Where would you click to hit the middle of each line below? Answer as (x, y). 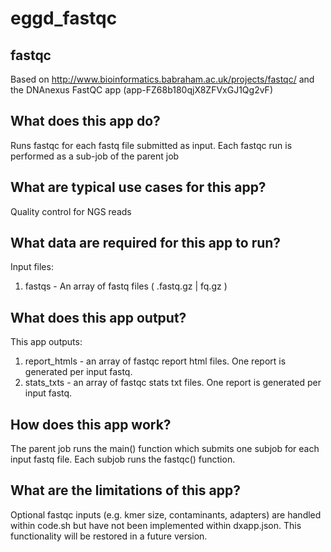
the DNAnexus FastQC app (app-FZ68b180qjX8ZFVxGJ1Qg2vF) (141, 90)
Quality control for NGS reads (71, 211)
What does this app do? (85, 121)
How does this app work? (91, 424)
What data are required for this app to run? (146, 243)
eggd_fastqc (64, 18)
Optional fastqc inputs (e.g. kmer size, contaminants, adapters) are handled (166, 514)
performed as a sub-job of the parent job (95, 156)
